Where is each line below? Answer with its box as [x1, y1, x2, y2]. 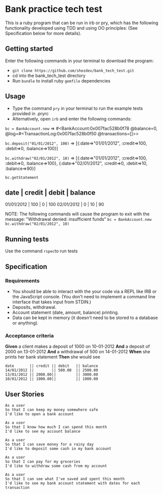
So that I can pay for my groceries [5, 459, 81, 464]
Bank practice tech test [5, 3, 102, 15]
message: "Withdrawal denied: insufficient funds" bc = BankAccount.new [5, 216, 152, 222]
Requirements [5, 277, 40, 284]
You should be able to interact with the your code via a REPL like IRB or [12, 288, 157, 294]
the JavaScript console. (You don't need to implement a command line [12, 293, 156, 299]
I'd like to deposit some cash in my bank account [5, 446, 112, 451]
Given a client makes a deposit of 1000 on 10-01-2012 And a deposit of [5, 343, 150, 349]
